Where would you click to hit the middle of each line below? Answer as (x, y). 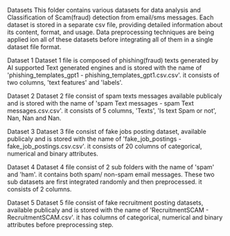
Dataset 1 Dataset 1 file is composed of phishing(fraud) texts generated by (113, 60)
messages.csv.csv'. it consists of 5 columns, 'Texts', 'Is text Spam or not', (112, 111)
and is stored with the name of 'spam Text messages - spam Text (100, 103)
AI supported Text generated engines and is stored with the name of (105, 68)
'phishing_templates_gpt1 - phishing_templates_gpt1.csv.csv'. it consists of (113, 75)
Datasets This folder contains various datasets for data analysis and (104, 10)
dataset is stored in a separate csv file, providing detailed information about (115, 25)
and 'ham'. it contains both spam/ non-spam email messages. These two (111, 174)
